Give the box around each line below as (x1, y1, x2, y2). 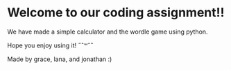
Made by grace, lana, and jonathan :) (7, 55, 112, 63)
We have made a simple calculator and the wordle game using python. (7, 27, 208, 36)
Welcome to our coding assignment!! (7, 5, 225, 21)
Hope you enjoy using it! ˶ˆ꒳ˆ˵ (7, 41, 94, 49)
